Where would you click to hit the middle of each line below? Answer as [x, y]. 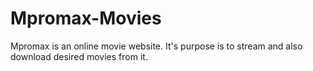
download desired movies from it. [79, 56]
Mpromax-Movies [86, 18]
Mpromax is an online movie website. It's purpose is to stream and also [156, 46]
